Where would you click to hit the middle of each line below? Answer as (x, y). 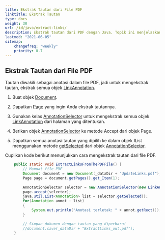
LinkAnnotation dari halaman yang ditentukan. (59, 121)
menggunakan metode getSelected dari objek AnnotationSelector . (79, 146)
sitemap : (14, 42)
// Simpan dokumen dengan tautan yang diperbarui (74, 224)
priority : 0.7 (28, 51)
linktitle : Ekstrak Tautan (33, 14)
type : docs (16, 19)
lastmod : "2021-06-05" (28, 37)
